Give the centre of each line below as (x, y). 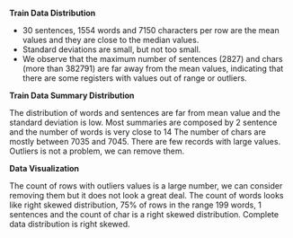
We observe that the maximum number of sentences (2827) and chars (152, 59)
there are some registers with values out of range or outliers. (134, 78)
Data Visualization (44, 168)
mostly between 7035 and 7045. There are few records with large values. (145, 141)
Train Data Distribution (53, 13)
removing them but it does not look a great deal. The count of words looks (146, 195)
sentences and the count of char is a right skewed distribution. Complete (144, 214)
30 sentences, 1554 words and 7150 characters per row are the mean (151, 30)
